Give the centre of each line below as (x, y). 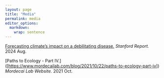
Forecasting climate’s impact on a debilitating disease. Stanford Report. (77, 46)
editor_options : (22, 23)
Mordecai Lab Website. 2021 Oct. (39, 71)
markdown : (19, 28)
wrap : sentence (29, 32)
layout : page (18, 10)
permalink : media (23, 19)
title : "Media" (21, 14)
